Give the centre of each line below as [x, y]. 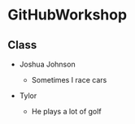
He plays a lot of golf [67, 111]
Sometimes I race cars [69, 80]
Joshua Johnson [47, 64]
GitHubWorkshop [67, 15]
